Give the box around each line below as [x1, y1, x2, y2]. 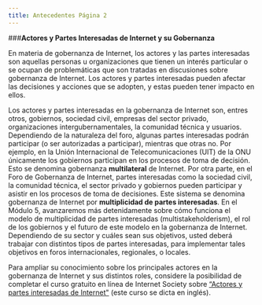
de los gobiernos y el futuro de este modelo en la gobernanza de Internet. [8, 222, 248, 232]
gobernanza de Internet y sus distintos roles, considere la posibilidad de [8, 270, 242, 280]
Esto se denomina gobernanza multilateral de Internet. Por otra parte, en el [8, 164, 253, 173]
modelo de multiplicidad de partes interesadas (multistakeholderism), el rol [8, 214, 251, 223]
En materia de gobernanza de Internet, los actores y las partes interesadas [8, 48, 250, 57]
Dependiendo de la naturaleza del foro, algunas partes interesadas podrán [8, 130, 249, 140]
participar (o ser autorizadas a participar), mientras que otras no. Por [8, 138, 232, 148]
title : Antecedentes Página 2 [8, 11, 108, 20]
